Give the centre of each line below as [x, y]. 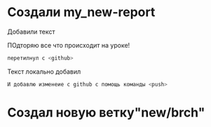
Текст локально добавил [44, 72]
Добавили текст [31, 32]
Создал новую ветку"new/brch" [106, 112]
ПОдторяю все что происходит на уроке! [69, 45]
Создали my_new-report [81, 12]
